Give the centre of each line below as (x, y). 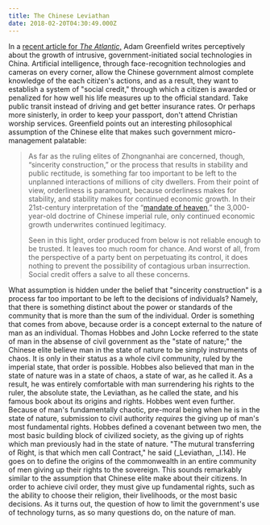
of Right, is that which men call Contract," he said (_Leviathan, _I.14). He (127, 453)
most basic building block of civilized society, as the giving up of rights (126, 435)
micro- (224, 132)
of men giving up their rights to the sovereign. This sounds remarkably (125, 469)
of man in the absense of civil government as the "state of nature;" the (125, 341)
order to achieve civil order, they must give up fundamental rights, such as (132, 486)
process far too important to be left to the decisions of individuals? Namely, (133, 298)
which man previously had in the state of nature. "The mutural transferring (132, 444)
